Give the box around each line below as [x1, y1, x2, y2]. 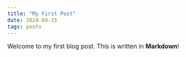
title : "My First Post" [7, 10, 77, 17]
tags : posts [7, 23, 42, 30]
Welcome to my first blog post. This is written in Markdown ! [7, 42, 180, 51]
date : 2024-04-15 [7, 17, 58, 24]
